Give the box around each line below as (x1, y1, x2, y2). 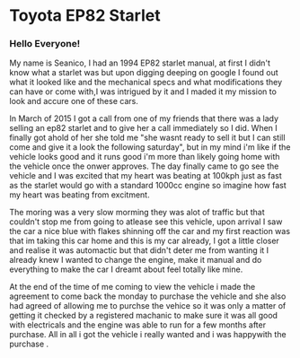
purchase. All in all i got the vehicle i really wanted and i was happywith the (9, 329, 287, 340)
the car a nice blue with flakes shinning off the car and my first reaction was (9, 226, 290, 237)
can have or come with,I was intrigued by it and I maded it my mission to (9, 86, 277, 97)
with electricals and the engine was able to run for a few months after (9, 319, 267, 330)
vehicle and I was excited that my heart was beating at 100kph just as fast (9, 170, 283, 181)
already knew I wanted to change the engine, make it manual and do (9, 255, 262, 266)
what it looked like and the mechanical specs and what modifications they (9, 77, 283, 88)
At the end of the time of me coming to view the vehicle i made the (9, 282, 256, 293)
